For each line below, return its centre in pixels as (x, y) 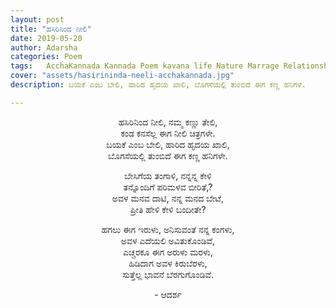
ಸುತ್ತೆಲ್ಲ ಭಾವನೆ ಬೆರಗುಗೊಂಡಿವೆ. (168, 274)
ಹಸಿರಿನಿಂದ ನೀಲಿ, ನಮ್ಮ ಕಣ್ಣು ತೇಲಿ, (168, 122)
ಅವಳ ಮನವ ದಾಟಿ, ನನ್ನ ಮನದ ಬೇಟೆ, (168, 198)
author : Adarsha (44, 47)
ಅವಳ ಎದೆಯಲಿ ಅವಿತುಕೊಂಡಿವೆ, (168, 240)
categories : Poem (46, 57)
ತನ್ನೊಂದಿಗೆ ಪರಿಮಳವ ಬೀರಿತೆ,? (168, 187)
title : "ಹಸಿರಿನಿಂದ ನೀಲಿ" (51, 29)
